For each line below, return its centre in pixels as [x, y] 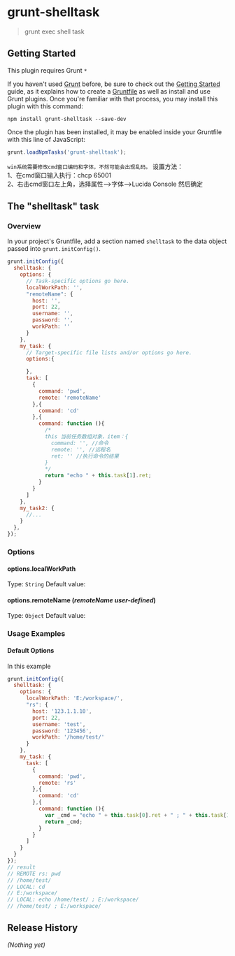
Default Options [31, 650]
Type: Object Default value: [47, 616]
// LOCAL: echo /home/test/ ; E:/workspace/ [73, 900]
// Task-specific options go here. [78, 281]
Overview [24, 226]
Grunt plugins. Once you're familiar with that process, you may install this [113, 99]
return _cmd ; [63, 822]
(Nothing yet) [26, 945]
